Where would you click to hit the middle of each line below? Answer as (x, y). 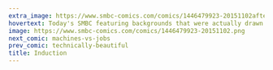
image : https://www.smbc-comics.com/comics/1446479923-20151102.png (127, 31)
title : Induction (38, 53)
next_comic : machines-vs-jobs (60, 38)
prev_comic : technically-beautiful (69, 46)
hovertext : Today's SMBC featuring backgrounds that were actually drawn (136, 23)
